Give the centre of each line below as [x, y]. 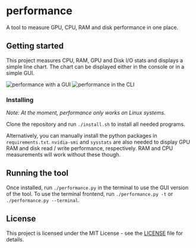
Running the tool [37, 173]
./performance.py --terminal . [43, 200]
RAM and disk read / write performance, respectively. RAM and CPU [90, 148]
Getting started [35, 46]
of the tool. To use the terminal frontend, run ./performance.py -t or [90, 193]
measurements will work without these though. [63, 155]
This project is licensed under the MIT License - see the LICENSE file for [94, 233]
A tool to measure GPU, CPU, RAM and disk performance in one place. [92, 27]
